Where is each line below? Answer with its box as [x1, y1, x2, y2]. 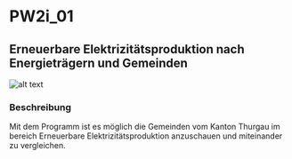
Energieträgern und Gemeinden [9, 55, 189, 70]
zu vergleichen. [9, 140, 67, 151]
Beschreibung [9, 100, 72, 113]
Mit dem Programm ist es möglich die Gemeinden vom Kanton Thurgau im [9, 122, 280, 132]
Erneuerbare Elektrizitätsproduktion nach [9, 42, 245, 57]
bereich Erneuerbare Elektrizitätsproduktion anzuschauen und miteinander [9, 131, 283, 141]
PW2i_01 [9, 6, 74, 27]
